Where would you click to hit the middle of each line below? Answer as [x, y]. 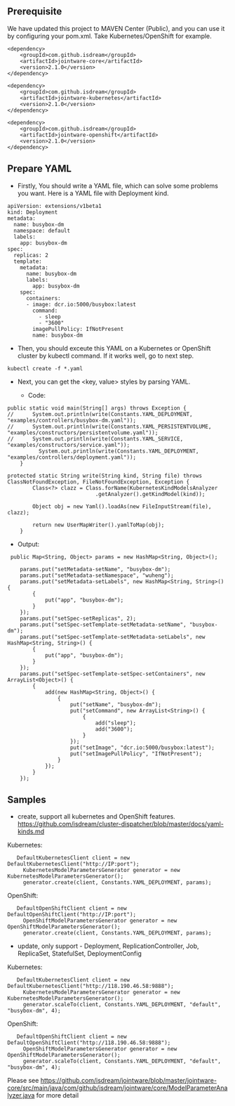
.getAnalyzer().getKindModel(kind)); [150, 494]
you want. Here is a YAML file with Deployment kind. [93, 193]
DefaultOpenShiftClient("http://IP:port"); [72, 915]
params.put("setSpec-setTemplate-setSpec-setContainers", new [113, 674]
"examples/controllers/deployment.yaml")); [72, 457]
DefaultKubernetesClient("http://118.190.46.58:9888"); [90, 987]
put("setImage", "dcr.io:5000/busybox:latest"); [142, 748]
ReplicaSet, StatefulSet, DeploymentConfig [79, 954]
